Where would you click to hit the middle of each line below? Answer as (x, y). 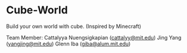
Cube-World (37, 10)
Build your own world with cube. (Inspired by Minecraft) (74, 26)
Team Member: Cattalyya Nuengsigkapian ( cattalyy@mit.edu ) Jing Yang (94, 37)
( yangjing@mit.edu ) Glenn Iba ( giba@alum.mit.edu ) (68, 44)
